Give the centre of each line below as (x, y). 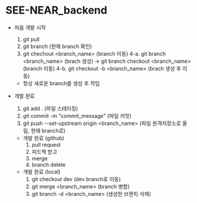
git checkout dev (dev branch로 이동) (76, 179)
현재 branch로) (48, 130)
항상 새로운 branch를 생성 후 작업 (61, 83)
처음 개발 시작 (30, 27)
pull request (46, 144)
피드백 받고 (44, 152)
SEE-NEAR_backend (56, 10)
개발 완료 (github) (43, 138)
